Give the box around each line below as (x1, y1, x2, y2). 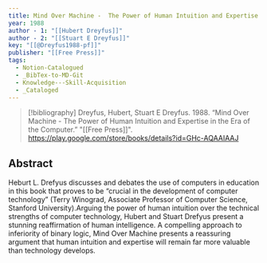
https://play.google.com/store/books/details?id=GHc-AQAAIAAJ (27, 133, 239, 143)
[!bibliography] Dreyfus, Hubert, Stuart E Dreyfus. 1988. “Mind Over (27, 108, 249, 118)
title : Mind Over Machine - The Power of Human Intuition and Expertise (8, 11, 259, 20)
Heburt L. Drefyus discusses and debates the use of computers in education (8, 177, 260, 188)
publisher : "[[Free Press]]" (8, 49, 105, 57)
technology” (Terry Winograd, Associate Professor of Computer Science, (8, 195, 249, 205)
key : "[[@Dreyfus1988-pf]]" (8, 42, 102, 50)
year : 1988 (8, 19, 45, 27)
